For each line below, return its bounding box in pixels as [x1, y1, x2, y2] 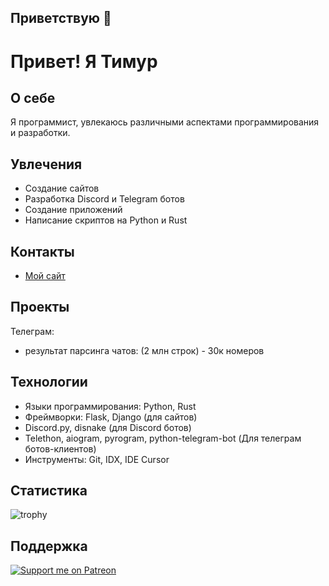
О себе [10, 89, 56, 106]
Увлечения [10, 156, 83, 173]
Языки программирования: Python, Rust [24, 400, 197, 412]
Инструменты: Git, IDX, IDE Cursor [24, 453, 170, 465]
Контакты [10, 243, 75, 260]
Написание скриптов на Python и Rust [24, 214, 188, 226]
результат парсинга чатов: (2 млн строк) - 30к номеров [24, 344, 265, 356]
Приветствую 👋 [10, 10, 112, 27]
